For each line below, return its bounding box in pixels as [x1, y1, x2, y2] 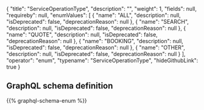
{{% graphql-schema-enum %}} [6, 97, 87, 104]
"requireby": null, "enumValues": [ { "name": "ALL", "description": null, [6, 12, 181, 19]
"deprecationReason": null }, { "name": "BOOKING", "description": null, [6, 38, 184, 44]
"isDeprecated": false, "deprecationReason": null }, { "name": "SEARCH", [6, 18, 189, 25]
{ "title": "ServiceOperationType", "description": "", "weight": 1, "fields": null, [6, 5, 197, 12]
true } [6, 63, 21, 70]
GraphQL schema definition [6, 81, 113, 91]
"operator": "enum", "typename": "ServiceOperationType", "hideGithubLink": [6, 57, 199, 64]
